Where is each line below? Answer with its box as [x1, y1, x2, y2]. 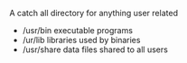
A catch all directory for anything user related [9, 8, 179, 18]
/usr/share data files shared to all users [22, 44, 169, 55]
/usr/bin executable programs [22, 25, 134, 35]
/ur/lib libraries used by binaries [22, 35, 141, 45]
